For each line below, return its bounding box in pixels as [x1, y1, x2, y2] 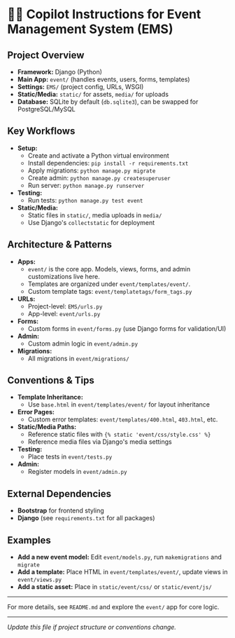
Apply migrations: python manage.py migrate [27, 166, 156, 175]
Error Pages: [17, 408, 55, 416]
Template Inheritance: [17, 393, 84, 402]
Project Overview [7, 49, 85, 61]
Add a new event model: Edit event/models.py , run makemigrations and [17, 553, 222, 562]
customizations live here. [27, 272, 100, 280]
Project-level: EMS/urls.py [27, 301, 103, 311]
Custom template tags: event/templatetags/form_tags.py [27, 287, 192, 295]
